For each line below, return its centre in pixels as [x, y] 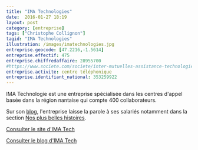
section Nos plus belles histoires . [46, 118]
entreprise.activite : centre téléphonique [59, 72]
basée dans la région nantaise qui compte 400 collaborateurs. [82, 100]
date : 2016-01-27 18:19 [37, 17]
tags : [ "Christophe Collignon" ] [46, 34]
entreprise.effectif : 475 [38, 55]
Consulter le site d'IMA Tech [40, 129]
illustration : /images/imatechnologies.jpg [60, 45]
